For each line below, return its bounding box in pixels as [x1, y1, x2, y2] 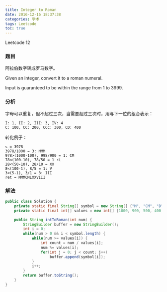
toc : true [5, 26, 26, 31]
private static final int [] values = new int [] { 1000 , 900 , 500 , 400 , [14, 208, 164, 213]
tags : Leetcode [5, 21, 37, 26]
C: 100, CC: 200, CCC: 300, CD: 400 [5, 125, 81, 130]
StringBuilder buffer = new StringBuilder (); [23, 222, 119, 227]
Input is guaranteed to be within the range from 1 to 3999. [5, 85, 123, 91]
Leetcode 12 [5, 39, 30, 45]
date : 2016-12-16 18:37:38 [5, 12, 61, 17]
